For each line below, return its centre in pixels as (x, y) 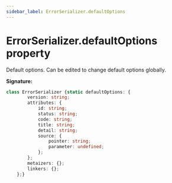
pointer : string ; (70, 141)
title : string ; (56, 125)
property (28, 53)
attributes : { (45, 103)
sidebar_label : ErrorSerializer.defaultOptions (66, 12)
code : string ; (55, 119)
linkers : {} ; (43, 169)
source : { (50, 136)
